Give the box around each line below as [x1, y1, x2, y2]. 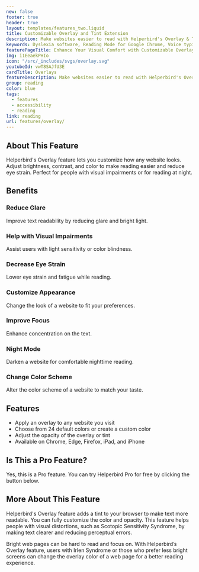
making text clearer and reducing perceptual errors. [6, 529, 132, 536]
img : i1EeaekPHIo [6, 53, 49, 59]
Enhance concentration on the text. [6, 329, 92, 337]
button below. [6, 477, 40, 484]
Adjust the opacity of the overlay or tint [14, 432, 111, 439]
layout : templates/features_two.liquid [6, 25, 105, 31]
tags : [6, 91, 20, 97]
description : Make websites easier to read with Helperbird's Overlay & [6, 36, 190, 42]
